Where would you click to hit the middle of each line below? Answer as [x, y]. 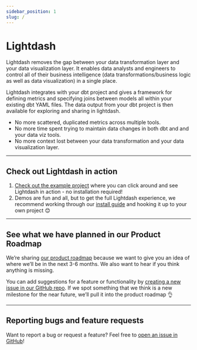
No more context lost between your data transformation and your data [99, 141]
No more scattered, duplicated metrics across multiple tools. [88, 122]
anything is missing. [30, 270]
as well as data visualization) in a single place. [62, 81]
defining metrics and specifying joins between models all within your [89, 99]
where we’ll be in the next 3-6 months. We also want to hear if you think [93, 264]
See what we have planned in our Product [84, 235]
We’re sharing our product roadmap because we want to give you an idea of [98, 258]
